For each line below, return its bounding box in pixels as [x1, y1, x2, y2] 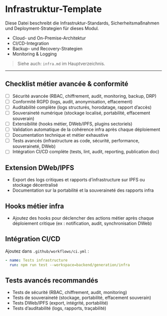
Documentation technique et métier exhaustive [12, 132, 108, 138]
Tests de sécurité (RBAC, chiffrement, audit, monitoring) [12, 290, 128, 296]
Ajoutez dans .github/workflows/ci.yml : [5, 248, 89, 254]
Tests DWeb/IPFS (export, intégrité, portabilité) [12, 300, 108, 306]
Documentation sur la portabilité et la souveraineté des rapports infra [12, 187, 154, 193]
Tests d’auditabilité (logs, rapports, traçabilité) [12, 306, 107, 312]
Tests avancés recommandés [5, 276, 98, 285]
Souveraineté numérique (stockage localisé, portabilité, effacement [12, 110, 151, 116]
